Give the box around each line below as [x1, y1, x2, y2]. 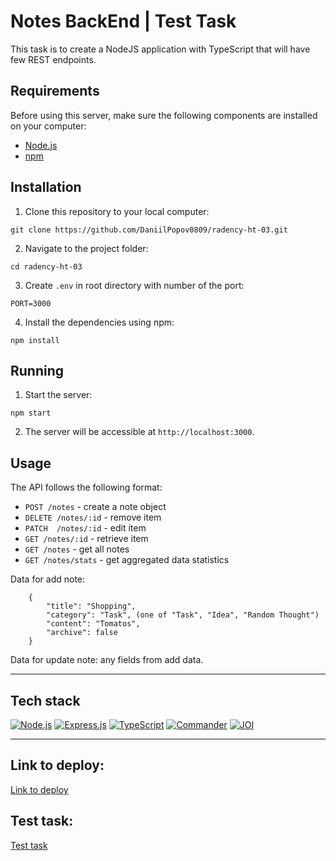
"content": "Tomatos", [46, 619, 141, 629]
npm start [10, 408, 52, 419]
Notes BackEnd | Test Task [10, 10, 237, 33]
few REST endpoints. [10, 53, 97, 65]
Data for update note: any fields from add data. [10, 654, 204, 666]
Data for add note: [10, 573, 86, 585]
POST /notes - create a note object [24, 501, 167, 513]
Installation [10, 179, 82, 196]
